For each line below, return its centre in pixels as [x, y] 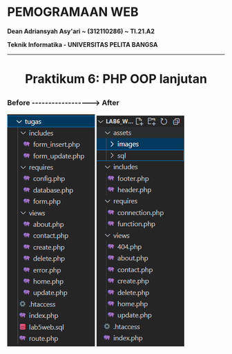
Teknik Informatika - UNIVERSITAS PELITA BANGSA [83, 44]
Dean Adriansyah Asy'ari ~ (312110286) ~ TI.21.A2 [81, 31]
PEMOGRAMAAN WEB [73, 12]
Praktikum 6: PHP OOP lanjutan [116, 79]
